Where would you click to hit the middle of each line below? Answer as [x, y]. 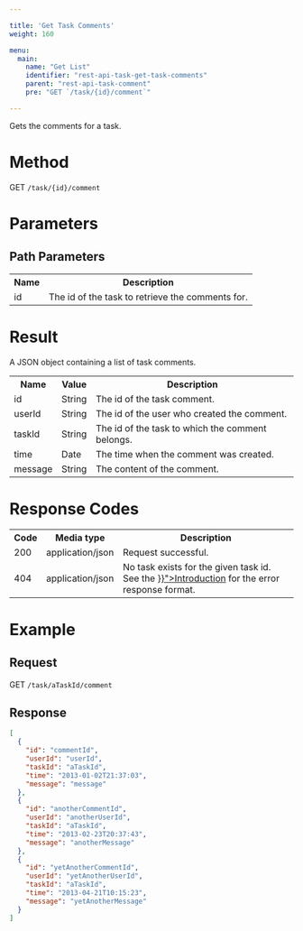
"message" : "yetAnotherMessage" [86, 901]
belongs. [114, 439]
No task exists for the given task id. [197, 567]
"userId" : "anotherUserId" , [78, 817]
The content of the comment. [157, 468]
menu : [19, 51]
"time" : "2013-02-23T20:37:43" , [86, 834]
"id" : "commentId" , [62, 751]
